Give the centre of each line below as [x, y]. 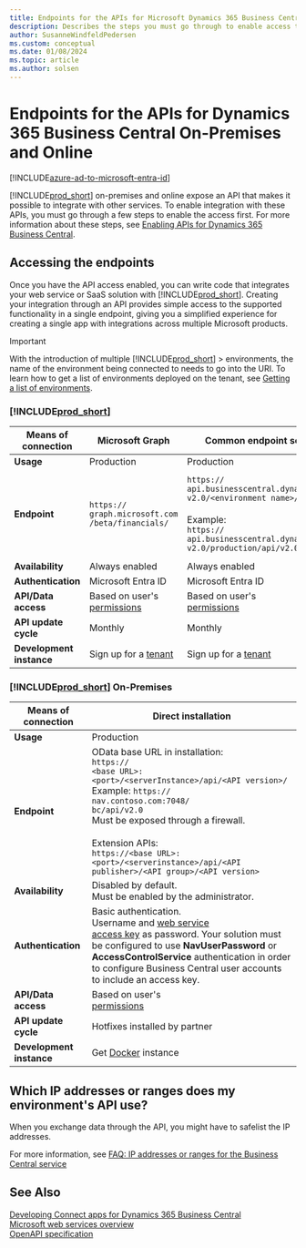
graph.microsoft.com [134, 514]
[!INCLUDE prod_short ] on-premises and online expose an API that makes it [150, 195]
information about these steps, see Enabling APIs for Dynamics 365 [136, 224]
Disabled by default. [134, 885]
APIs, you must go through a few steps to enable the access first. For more [150, 214]
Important [28, 341]
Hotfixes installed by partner [152, 1027]
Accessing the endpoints [82, 263]
